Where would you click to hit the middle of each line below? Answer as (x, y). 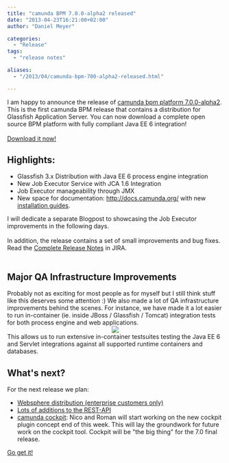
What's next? (36, 373)
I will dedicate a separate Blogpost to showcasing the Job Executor (102, 219)
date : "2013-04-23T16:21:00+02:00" (58, 20)
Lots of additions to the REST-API (64, 410)
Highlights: (31, 160)
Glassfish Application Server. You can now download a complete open (106, 117)
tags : (15, 51)
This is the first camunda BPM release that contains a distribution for (104, 109)
